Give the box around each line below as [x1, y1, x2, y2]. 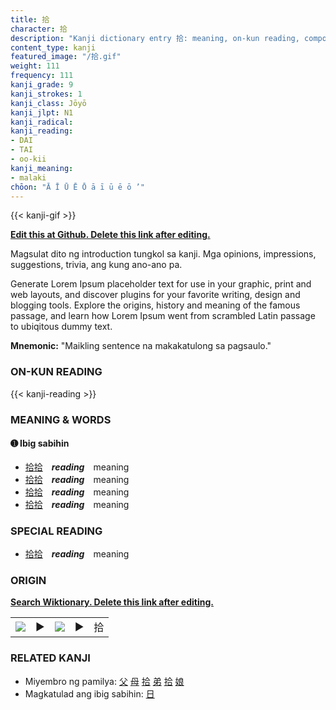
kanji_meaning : [10, 163, 74, 173]
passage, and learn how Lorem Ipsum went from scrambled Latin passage [10, 310, 316, 322]
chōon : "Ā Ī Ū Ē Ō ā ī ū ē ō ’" [10, 182, 145, 192]
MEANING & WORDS [10, 412, 112, 426]
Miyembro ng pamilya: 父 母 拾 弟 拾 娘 [24, 675, 185, 687]
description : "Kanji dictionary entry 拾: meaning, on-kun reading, [10, 33, 300, 43]
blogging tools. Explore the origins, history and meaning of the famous [10, 299, 301, 311]
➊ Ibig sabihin [10, 437, 70, 450]
